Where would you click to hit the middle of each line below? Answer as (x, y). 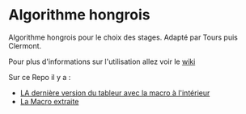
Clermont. (25, 45)
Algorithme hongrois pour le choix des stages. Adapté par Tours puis (123, 37)
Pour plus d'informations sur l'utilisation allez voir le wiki (102, 61)
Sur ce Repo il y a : (40, 77)
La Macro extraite (49, 101)
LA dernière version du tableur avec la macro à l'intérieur (115, 93)
